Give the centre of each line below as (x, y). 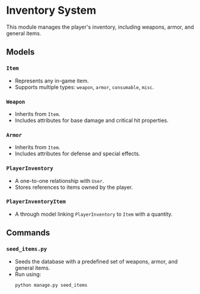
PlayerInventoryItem (36, 202)
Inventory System (51, 10)
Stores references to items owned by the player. (74, 187)
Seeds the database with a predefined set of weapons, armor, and (96, 261)
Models (20, 52)
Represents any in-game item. (52, 81)
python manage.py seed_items (51, 285)
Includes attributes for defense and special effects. (77, 154)
